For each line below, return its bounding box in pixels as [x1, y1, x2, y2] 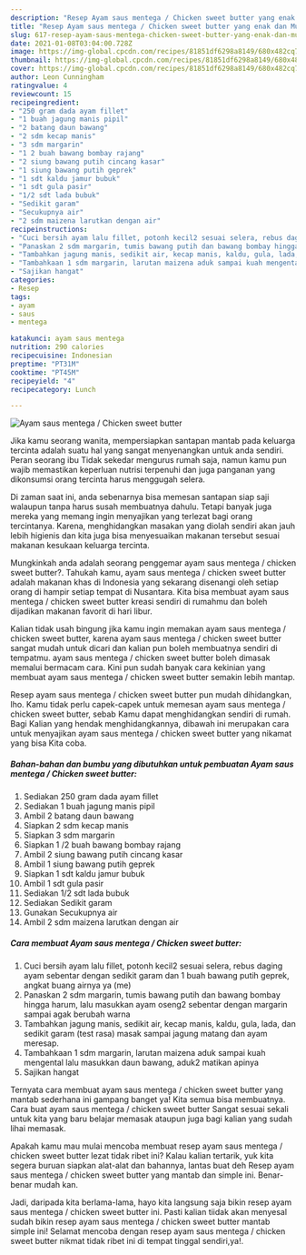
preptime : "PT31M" [10, 359, 80, 368]
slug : [10, 30, 31, 39]
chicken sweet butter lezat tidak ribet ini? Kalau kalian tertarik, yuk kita [10, 1150, 274, 1161]
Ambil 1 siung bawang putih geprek [23, 858, 155, 869]
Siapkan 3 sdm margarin [23, 829, 115, 841]
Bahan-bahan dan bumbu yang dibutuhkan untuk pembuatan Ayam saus [10, 758, 294, 769]
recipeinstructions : [10, 225, 89, 234]
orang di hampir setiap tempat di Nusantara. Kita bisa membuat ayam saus [10, 587, 290, 597]
